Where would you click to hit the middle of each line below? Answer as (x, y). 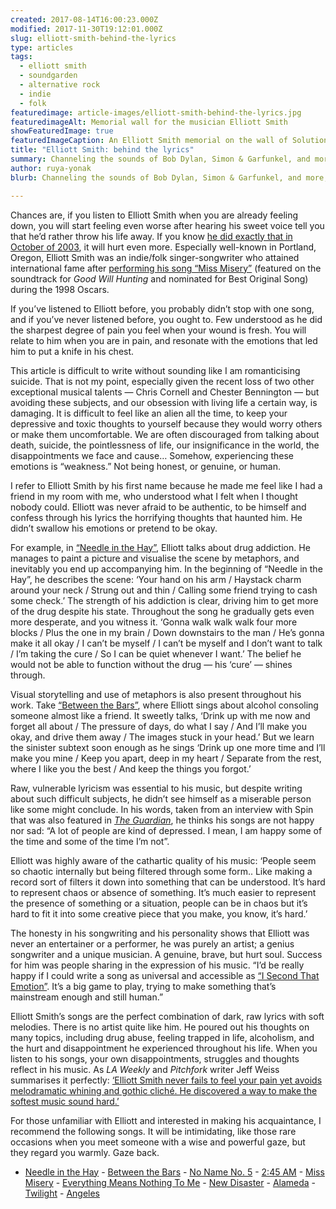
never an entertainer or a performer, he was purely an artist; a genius (152, 943)
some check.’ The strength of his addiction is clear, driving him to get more (164, 600)
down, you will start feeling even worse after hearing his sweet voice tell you (167, 225)
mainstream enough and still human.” (87, 997)
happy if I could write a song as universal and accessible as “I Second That (165, 975)
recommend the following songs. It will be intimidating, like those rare (153, 1131)
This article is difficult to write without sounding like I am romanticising (155, 370)
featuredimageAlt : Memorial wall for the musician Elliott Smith (149, 122)
